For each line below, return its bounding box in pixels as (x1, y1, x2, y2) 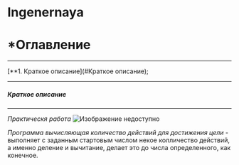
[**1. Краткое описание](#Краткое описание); (7, 67, 149, 75)
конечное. (7, 151, 38, 160)
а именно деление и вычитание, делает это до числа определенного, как (7, 144, 231, 152)
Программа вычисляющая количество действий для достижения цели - (7, 129, 229, 137)
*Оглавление (7, 37, 91, 53)
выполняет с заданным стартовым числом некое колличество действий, (7, 136, 230, 144)
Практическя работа (7, 115, 71, 123)
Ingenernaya (7, 4, 84, 21)
